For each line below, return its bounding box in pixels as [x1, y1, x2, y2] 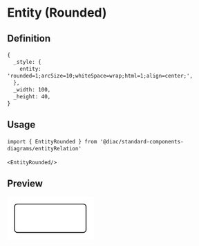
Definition [7, 33, 50, 44]
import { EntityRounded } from [7, 138, 97, 145]
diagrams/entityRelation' [7, 145, 82, 152]
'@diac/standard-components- [99, 138, 184, 145]
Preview [7, 178, 44, 190]
